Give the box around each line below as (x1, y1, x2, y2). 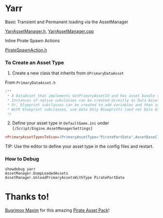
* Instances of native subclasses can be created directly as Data (7, 98, 147, 103)
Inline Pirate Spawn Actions (5, 37, 60, 44)
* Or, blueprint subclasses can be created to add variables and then (7, 102, 153, 107)
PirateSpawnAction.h (5, 47, 47, 53)
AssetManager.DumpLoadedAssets (5, 171, 68, 176)
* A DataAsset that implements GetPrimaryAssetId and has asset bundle (7, 93, 155, 98)
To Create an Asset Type (5, 59, 65, 66)
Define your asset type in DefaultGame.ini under (12, 120, 109, 126)
